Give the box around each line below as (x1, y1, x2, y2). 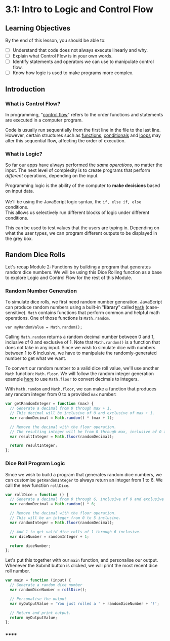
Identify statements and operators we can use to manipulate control (12, 58, 154, 65)
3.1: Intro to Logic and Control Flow (5, 4, 153, 15)
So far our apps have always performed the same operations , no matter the (5, 162, 163, 168)
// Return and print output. (10, 610, 71, 616)
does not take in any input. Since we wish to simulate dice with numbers (5, 345, 156, 351)
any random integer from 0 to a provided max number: (5, 391, 117, 398)
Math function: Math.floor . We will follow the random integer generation (5, 371, 154, 377)
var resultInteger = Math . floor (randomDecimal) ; (10, 434, 114, 439)
